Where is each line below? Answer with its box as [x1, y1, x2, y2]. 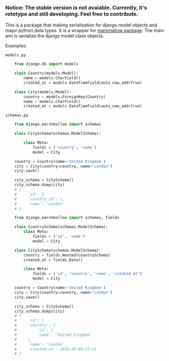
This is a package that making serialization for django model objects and [5, 22, 157, 28]
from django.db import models [14, 62, 79, 67]
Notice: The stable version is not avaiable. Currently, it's [5, 4, 148, 11]
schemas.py [5, 113, 29, 118]
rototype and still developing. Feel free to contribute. [5, 10, 138, 17]
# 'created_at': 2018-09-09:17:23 [14, 346, 97, 352]
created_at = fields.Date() [23, 257, 83, 263]
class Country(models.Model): [14, 71, 79, 76]
